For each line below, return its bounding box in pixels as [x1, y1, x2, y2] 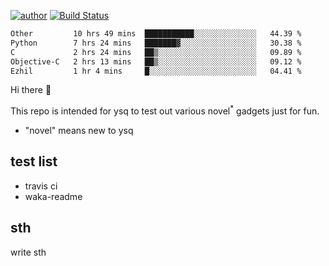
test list [10, 153, 58, 170]
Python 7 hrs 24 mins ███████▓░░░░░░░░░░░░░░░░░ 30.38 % [10, 38, 302, 48]
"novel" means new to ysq [24, 125, 134, 137]
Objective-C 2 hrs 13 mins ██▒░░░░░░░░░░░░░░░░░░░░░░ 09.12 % [10, 56, 302, 67]
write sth [10, 246, 47, 258]
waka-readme [24, 190, 83, 202]
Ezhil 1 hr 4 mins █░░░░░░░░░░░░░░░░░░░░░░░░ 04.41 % [10, 66, 302, 76]
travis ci [24, 180, 58, 192]
